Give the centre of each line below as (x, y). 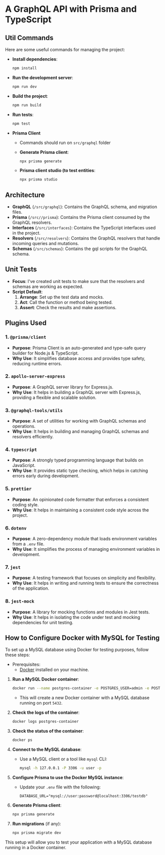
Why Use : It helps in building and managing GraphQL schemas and (80, 431)
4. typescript (21, 450)
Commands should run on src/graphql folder (65, 142)
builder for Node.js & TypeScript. (45, 353)
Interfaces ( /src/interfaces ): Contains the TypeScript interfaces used (84, 228)
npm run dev (24, 87)
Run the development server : (43, 77)
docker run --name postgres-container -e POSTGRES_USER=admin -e (81, 688)
